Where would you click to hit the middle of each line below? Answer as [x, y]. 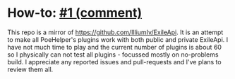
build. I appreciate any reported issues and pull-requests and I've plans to [114, 62]
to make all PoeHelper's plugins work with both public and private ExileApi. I [118, 39]
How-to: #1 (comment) [75, 13]
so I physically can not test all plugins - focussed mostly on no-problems [113, 55]
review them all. [30, 69]
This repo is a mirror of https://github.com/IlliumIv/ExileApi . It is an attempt [115, 32]
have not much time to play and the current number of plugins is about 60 [115, 47]
